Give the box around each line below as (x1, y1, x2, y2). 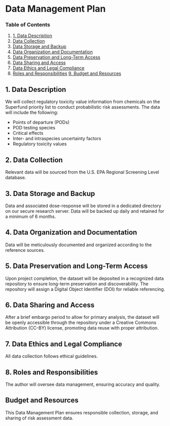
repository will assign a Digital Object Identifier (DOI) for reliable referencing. (5, 286, 165, 292)
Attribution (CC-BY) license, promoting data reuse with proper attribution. (5, 325, 159, 331)
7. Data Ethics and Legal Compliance (5, 340, 122, 348)
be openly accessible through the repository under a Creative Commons (5, 319, 156, 325)
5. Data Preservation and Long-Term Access (5, 262, 148, 271)
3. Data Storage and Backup (5, 189, 95, 198)
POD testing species (12, 125, 56, 131)
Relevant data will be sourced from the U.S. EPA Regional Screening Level (5, 169, 159, 175)
